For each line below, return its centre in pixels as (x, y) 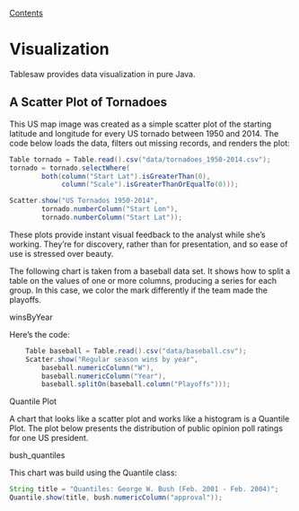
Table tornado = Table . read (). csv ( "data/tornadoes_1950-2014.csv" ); (140, 159)
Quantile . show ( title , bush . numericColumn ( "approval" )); (116, 498)
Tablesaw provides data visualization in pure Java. (102, 74)
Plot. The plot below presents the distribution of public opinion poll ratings (146, 428)
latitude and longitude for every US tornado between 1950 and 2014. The (144, 133)
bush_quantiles (37, 455)
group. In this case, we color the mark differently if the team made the (138, 290)
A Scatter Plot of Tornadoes (88, 102)
